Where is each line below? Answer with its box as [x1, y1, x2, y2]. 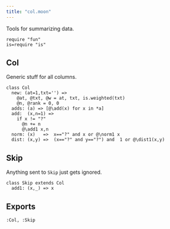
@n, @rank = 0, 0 [17, 100, 60, 107]
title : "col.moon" [6, 8, 51, 15]
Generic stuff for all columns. [6, 74, 77, 81]
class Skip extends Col [6, 180, 65, 186]
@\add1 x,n [21, 126, 49, 132]
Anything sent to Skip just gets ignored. [6, 168, 102, 176]
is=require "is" [6, 42, 46, 47]
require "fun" [6, 36, 41, 42]
